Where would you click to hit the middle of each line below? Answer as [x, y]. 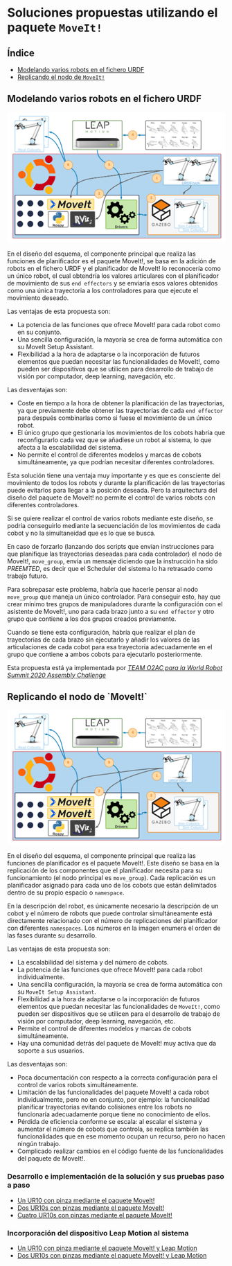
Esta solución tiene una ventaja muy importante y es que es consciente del [114, 475]
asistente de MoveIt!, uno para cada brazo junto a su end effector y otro [111, 611]
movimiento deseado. [38, 298]
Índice [21, 53]
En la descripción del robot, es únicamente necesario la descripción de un [113, 906]
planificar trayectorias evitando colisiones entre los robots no [105, 1107]
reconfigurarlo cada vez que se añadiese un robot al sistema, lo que [114, 440]
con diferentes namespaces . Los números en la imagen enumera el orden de [114, 928]
